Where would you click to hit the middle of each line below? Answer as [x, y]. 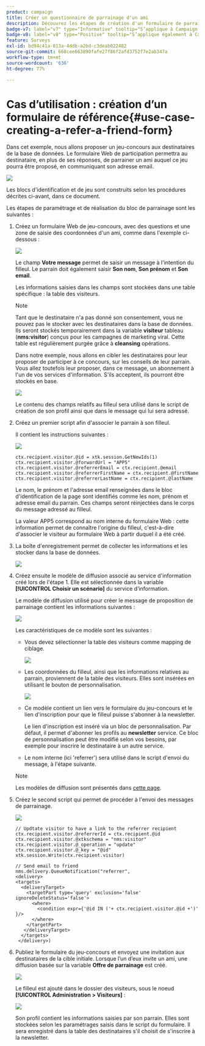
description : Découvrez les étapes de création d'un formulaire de [94, 23]
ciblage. [34, 649]
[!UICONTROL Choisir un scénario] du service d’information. [92, 589]
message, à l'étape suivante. [60, 764]
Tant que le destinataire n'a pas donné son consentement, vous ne [99, 317]
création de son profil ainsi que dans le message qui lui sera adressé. [102, 411]
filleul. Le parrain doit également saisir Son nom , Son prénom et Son [101, 269]
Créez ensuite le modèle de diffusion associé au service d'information [103, 576]
